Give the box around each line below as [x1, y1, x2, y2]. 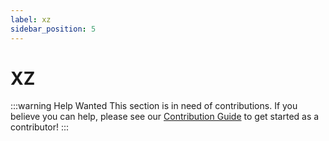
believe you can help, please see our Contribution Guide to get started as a [10, 111, 320, 123]
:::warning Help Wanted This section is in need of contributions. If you [10, 100, 298, 112]
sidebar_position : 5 [10, 24, 97, 34]
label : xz [10, 14, 52, 25]
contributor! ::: [10, 121, 70, 133]
